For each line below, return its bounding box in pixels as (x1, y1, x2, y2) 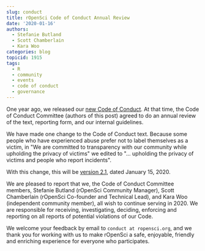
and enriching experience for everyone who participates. (6, 237, 150, 245)
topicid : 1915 (6, 54, 43, 61)
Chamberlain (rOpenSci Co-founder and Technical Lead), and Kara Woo (6, 193, 188, 200)
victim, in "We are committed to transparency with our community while (6, 143, 187, 151)
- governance (12, 89, 45, 95)
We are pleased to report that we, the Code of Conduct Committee (6, 180, 174, 187)
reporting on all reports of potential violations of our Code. (6, 212, 154, 220)
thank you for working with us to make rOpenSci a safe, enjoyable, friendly (6, 231, 195, 238)
